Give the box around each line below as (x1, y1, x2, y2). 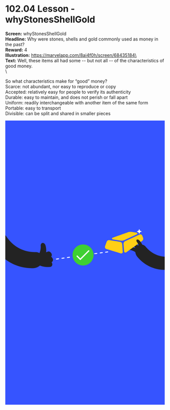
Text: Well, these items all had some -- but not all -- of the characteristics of (5, 57, 164, 63)
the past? (5, 41, 25, 47)
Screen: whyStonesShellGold (5, 30, 67, 36)
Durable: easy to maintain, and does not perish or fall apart (5, 94, 128, 100)
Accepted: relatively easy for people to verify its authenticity (5, 89, 131, 95)
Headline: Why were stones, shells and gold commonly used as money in (5, 36, 158, 42)
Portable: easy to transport (5, 105, 61, 111)
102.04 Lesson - (5, 3, 75, 15)
